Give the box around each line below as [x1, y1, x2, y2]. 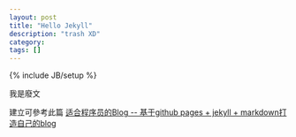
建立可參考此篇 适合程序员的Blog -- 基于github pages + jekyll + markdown [9, 107, 280, 118]
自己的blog [16, 118, 57, 129]
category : [9, 37, 46, 47]
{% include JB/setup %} [9, 70, 97, 80]
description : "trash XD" [9, 29, 101, 38]
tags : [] [9, 46, 42, 55]
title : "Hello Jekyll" [9, 21, 93, 30]
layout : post [9, 12, 57, 22]
